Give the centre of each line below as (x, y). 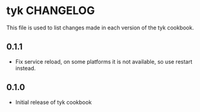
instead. (25, 68)
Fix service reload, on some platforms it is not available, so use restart (104, 61)
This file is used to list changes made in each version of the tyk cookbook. (100, 28)
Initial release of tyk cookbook (53, 102)
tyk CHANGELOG (51, 11)
